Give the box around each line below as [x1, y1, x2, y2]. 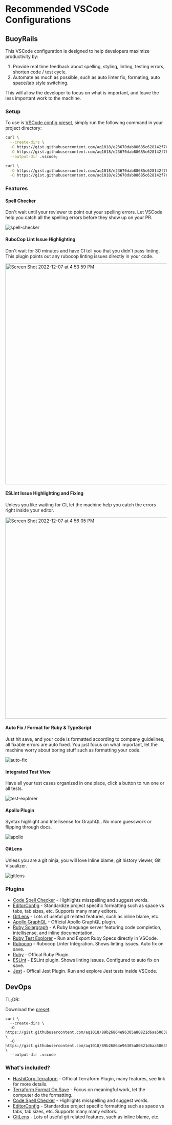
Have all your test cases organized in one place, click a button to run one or [5, 780, 165, 786]
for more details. [12, 1081, 48, 1088]
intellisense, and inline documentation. [12, 930, 94, 936]
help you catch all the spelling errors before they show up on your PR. [5, 214, 153, 221]
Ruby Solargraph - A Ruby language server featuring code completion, [12, 924, 162, 930]
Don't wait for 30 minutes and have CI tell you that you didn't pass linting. [5, 247, 160, 254]
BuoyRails [5, 34, 38, 43]
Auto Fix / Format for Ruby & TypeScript [5, 724, 92, 731]
